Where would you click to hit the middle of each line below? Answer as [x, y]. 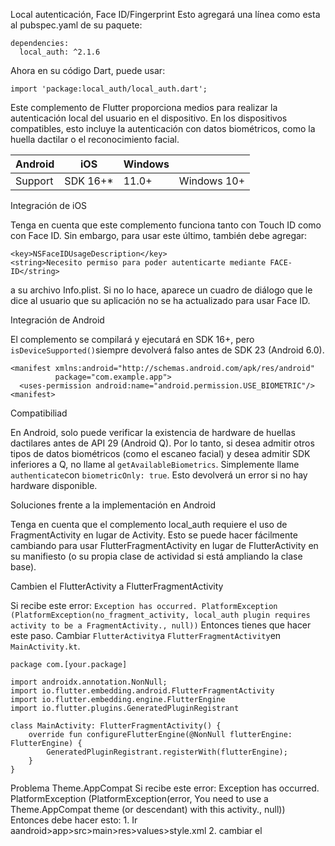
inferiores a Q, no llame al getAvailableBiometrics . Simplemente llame [155, 464]
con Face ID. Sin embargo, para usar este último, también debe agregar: [159, 235]
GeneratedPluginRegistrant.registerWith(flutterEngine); [167, 752]
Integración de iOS [49, 205]
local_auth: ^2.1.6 [60, 52]
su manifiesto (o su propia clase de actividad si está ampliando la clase [156, 556]
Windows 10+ [212, 181]
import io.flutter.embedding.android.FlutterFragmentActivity [142, 691]
